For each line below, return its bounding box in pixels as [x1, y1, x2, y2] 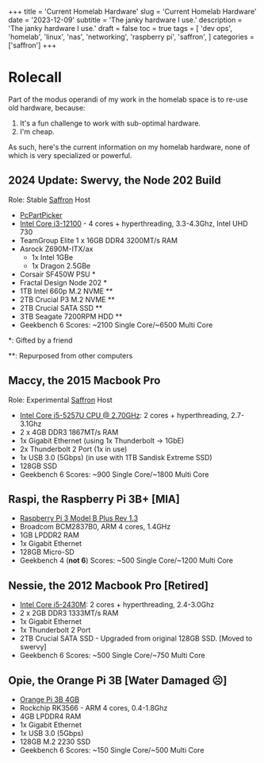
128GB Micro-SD [19, 548, 75, 557]
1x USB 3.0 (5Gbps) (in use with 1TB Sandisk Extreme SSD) [19, 452, 212, 462]
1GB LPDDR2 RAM [19, 530, 79, 540]
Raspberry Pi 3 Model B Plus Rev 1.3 [19, 513, 139, 523]
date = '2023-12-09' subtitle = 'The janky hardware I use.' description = [8, 15, 243, 25]
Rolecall [8, 68, 62, 87]
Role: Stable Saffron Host [8, 195, 91, 204]
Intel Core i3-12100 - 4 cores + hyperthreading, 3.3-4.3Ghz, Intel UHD [19, 219, 248, 228]
